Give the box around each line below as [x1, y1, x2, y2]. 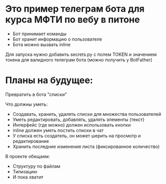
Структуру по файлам [12, 163, 61, 169]
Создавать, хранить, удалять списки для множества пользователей [12, 111, 161, 117]
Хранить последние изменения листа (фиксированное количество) [12, 143, 160, 149]
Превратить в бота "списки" [5, 91, 67, 97]
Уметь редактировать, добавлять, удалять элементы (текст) [12, 116, 145, 122]
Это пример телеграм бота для [5, 3, 145, 15]
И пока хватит [12, 174, 44, 180]
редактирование [12, 138, 49, 144]
